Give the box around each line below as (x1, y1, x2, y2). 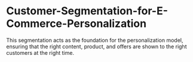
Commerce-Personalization (6, 17, 147, 30)
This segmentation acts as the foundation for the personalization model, (6, 36, 183, 44)
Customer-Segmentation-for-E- (6, 4, 169, 18)
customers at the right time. (6, 49, 75, 56)
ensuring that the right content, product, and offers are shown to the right (6, 43, 187, 50)
